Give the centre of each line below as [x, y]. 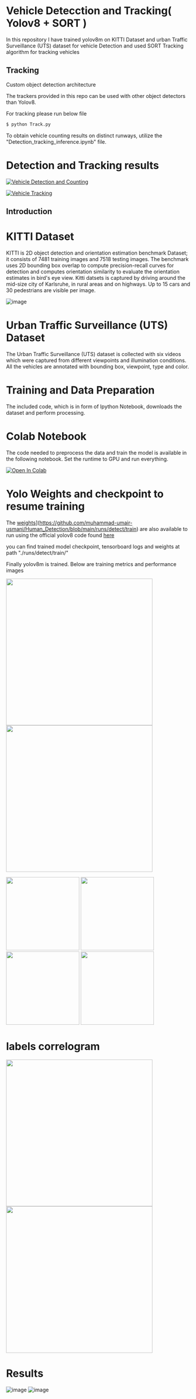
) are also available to [162, 529]
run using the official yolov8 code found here [60, 535]
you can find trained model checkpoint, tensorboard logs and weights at [93, 546]
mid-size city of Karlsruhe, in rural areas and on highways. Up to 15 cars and [98, 284]
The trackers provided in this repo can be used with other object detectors [96, 96]
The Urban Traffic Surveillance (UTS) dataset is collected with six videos [94, 354]
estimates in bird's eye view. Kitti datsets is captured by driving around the [96, 277]
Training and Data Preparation [80, 390]
